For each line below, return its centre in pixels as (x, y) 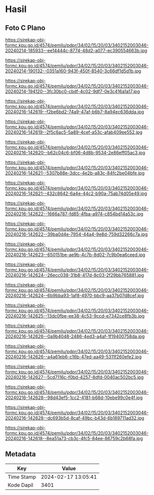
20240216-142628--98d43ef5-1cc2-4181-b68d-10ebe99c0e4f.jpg (74, 398)
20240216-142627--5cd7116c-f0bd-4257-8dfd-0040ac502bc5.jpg (74, 377)
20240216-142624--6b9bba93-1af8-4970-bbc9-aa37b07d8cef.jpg (74, 295)
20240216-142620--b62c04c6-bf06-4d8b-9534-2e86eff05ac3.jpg (75, 153)
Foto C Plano (25, 28)
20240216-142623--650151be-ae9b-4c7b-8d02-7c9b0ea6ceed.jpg (75, 255)
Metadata (20, 454)
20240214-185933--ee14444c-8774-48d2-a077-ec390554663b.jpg (76, 51)
